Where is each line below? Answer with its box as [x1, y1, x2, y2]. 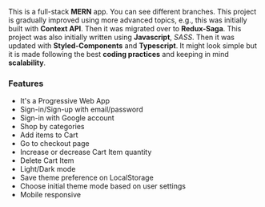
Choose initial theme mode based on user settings [19, 181, 187, 191]
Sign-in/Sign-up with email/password [19, 104, 143, 115]
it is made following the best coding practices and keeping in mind [8, 50, 230, 59]
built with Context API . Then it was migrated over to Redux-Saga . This [8, 24, 242, 33]
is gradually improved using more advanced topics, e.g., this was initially [8, 15, 247, 25]
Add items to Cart [19, 130, 78, 140]
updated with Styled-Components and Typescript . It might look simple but [8, 41, 258, 51]
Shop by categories [19, 122, 85, 132]
